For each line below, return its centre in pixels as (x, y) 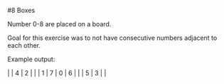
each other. (24, 45)
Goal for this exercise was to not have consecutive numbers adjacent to (112, 38)
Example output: (31, 59)
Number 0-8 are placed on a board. (59, 24)
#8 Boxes (21, 10)
